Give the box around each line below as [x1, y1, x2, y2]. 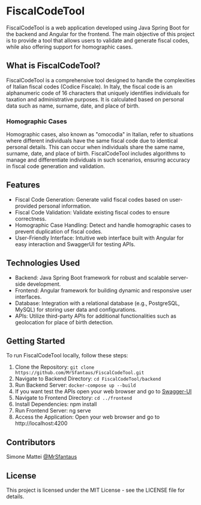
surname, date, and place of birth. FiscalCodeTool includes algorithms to [6, 150, 186, 157]
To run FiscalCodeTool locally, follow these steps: [6, 352, 128, 359]
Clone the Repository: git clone [14, 363, 95, 370]
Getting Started [6, 336, 65, 346]
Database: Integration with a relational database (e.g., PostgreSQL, [14, 299, 180, 307]
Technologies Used [6, 258, 80, 268]
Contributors [6, 437, 56, 447]
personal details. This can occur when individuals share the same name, [6, 144, 185, 151]
